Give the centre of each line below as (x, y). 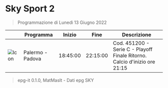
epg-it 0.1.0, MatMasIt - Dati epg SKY (55, 80)
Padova (32, 59)
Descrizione (136, 34)
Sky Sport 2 (30, 9)
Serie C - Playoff (132, 49)
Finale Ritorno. (130, 55)
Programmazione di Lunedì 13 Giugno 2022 (62, 22)
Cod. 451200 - (131, 43)
